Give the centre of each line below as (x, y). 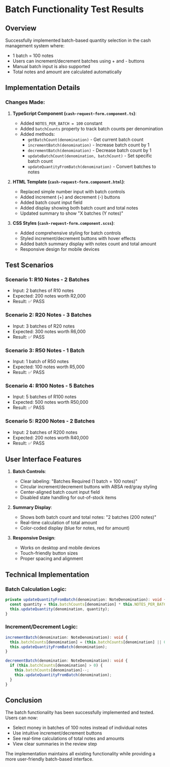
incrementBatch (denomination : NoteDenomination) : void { (67, 637)
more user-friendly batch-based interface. (49, 759)
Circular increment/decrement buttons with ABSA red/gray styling (89, 487)
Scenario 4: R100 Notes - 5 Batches (50, 386)
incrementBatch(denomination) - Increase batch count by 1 (89, 145)
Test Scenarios (30, 265)
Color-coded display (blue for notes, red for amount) (75, 528)
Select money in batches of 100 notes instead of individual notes (80, 728)
